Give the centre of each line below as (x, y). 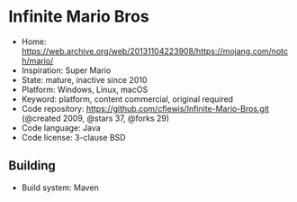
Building (32, 165)
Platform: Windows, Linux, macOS (85, 89)
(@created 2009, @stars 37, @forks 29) (95, 118)
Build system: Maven (60, 188)
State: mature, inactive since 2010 (84, 79)
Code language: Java (61, 127)
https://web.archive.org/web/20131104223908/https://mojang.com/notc (155, 50)
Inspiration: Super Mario (66, 70)
